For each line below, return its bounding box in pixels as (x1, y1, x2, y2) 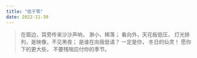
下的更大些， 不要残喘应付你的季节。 (20, 45, 110, 53)
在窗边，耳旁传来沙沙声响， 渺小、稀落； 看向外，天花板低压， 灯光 (20, 30, 185, 38)
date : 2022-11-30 (6, 14, 49, 20)
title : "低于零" (6, 8, 44, 15)
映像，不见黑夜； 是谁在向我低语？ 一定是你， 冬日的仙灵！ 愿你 (36, 38, 192, 45)
